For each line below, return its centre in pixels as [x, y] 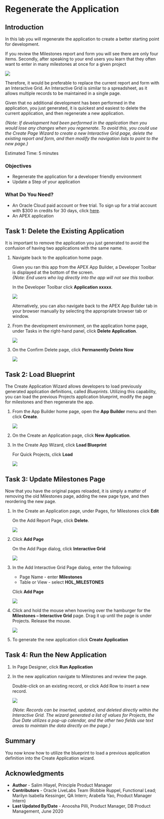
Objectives [18, 166]
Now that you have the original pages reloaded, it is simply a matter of [76, 491]
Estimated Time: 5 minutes [32, 153]
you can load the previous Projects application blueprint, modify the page [79, 397]
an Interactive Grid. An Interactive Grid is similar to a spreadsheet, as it [76, 88]
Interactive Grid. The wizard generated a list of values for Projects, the [83, 715]
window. [21, 316]
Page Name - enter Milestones [51, 577]
